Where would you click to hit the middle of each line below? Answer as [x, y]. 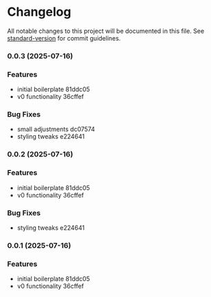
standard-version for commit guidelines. [64, 38]
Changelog [39, 12]
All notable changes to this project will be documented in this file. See [106, 31]
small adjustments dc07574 [56, 129]
